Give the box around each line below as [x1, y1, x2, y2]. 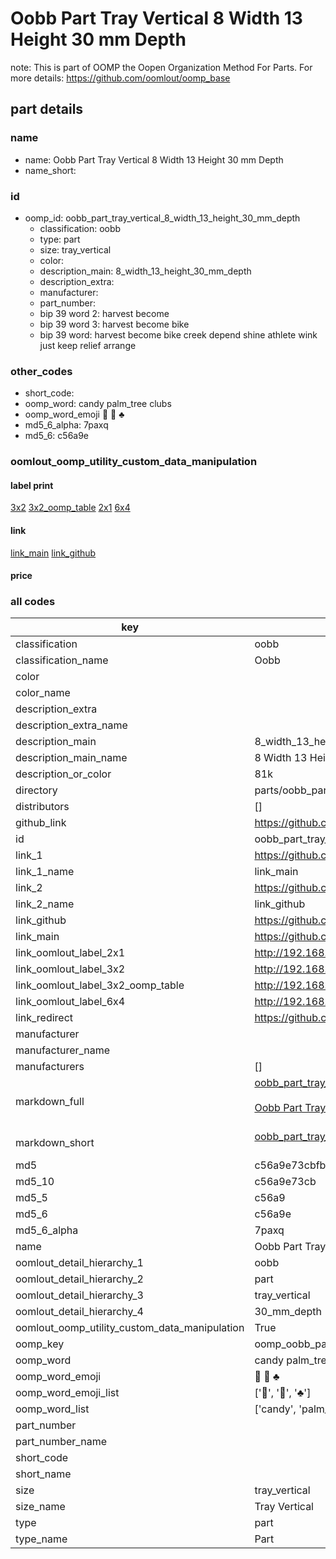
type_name [15, 1532, 68, 1546]
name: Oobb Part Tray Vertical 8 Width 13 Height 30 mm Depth [24, 153, 284, 166]
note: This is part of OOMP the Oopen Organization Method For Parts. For [10, 61, 313, 73]
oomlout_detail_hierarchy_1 [15, 1256, 144, 1270]
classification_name [15, 653, 109, 667]
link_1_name [15, 865, 75, 879]
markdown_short [15, 1136, 95, 1150]
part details [10, 101, 84, 118]
